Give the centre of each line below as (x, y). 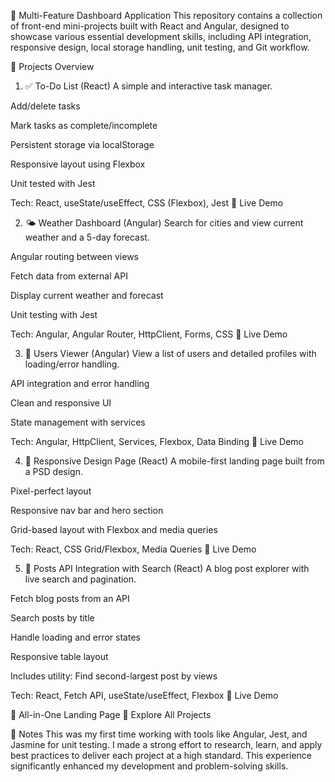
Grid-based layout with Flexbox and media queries (114, 529)
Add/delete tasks (45, 106)
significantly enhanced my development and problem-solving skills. (149, 766)
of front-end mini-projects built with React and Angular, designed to (150, 26)
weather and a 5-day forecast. (87, 237)
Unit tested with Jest (53, 183)
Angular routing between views (75, 256)
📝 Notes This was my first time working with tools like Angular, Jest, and (159, 734)
